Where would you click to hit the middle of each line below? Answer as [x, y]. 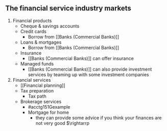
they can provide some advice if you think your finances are [99, 118]
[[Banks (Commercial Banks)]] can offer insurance [81, 58]
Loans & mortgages [41, 42]
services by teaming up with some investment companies [88, 74]
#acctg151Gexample [49, 107]
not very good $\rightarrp [63, 123]
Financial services [32, 80]
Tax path [37, 96]
